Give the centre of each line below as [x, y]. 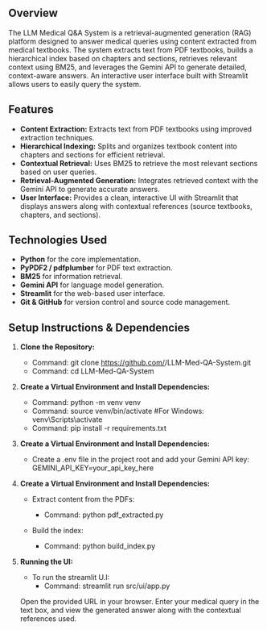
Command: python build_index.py [100, 546]
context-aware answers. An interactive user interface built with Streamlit [128, 75]
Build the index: [58, 531]
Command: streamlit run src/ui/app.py [107, 586]
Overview [33, 13]
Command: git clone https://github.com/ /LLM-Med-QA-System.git [142, 363]
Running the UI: [47, 562]
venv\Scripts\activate [67, 419]
